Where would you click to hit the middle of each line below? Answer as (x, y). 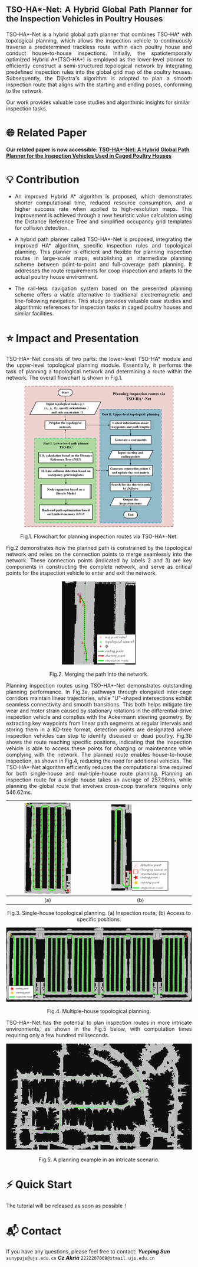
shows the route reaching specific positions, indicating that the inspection (99, 742)
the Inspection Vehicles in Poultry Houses (85, 19)
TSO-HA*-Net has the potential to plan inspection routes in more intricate (99, 1023)
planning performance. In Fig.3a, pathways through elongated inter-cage (99, 692)
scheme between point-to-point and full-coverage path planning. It (103, 265)
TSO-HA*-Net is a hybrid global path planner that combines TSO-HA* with (99, 34)
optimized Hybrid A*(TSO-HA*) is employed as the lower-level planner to (99, 60)
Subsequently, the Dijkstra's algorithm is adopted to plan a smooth (99, 79)
